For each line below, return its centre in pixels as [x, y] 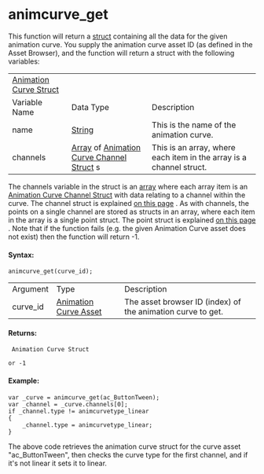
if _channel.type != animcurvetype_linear [79, 411]
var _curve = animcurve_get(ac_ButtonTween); [84, 397]
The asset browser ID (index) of [183, 302]
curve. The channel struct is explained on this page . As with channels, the [129, 203]
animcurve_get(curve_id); [50, 272]
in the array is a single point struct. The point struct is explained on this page [132, 220]
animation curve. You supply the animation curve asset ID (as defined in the [130, 44]
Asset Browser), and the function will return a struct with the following [121, 53]
